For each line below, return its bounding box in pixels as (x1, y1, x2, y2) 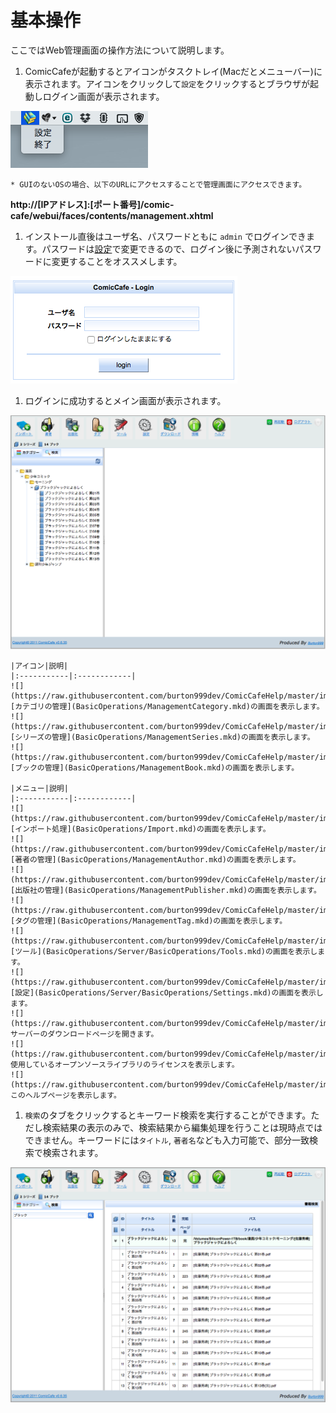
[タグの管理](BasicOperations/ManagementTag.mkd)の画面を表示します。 (10, 916, 288, 926)
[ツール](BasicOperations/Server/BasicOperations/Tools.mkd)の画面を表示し (10, 947, 318, 957)
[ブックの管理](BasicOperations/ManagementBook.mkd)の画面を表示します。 (10, 763, 300, 773)
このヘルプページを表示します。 (10, 1091, 122, 1101)
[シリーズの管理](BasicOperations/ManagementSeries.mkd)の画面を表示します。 (10, 732, 315, 743)
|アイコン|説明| (10, 661, 69, 671)
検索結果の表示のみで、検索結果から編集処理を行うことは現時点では (42, 1122, 323, 1134)
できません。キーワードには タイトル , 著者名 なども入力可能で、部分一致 (24, 1134, 310, 1146)
